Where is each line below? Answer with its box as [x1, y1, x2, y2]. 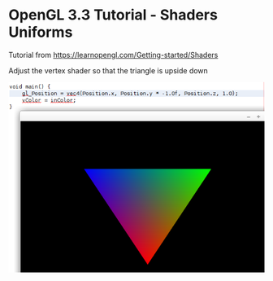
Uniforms [8, 23, 73, 42]
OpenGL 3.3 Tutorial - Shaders [8, 6, 218, 24]
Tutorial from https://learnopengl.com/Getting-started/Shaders [8, 50, 219, 59]
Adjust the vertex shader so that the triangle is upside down [8, 65, 209, 75]
